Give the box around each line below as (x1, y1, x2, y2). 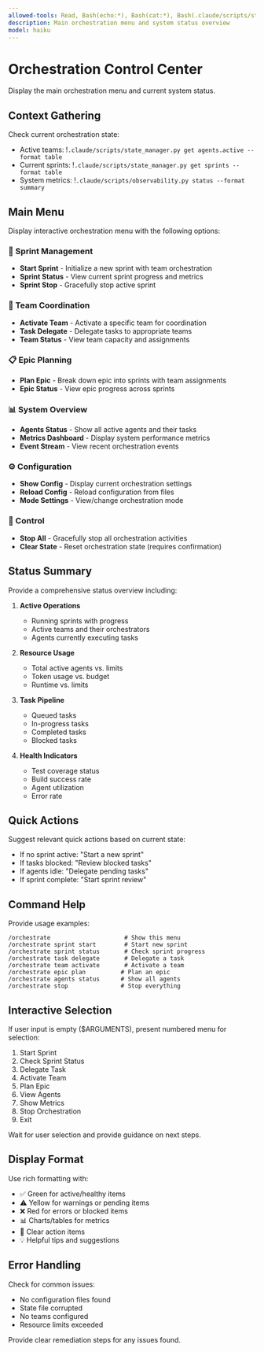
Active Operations (19, 600, 81, 610)
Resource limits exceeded (19, 1320, 104, 1329)
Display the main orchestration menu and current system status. (8, 86, 216, 95)
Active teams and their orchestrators (31, 624, 150, 634)
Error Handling (8, 1258, 81, 1272)
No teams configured (19, 1311, 89, 1321)
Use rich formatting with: (8, 1173, 89, 1183)
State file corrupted (19, 1303, 83, 1313)
